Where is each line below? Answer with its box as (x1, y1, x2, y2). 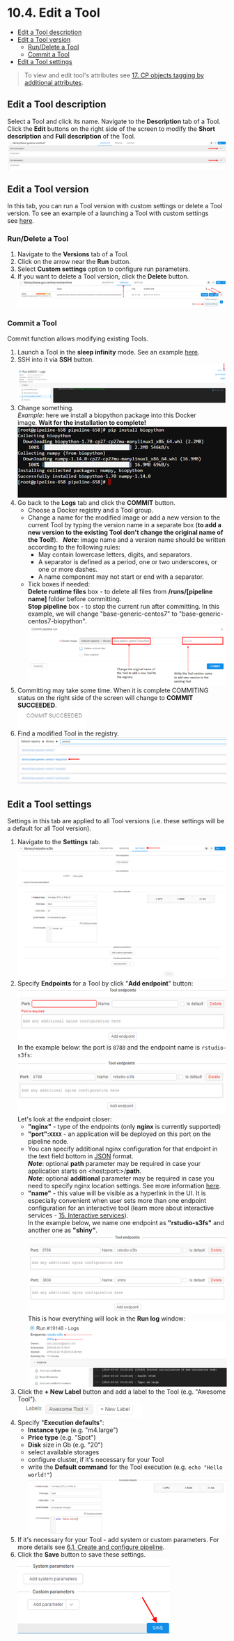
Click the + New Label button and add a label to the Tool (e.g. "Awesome (17, 1387, 226, 1396)
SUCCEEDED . (17, 701, 57, 709)
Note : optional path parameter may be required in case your (27, 1159, 201, 1167)
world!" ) (27, 1470, 52, 1478)
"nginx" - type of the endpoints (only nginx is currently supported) (27, 1122, 221, 1130)
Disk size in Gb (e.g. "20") (27, 1440, 103, 1449)
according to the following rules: (27, 543, 120, 552)
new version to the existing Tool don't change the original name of (27, 528, 224, 537)
